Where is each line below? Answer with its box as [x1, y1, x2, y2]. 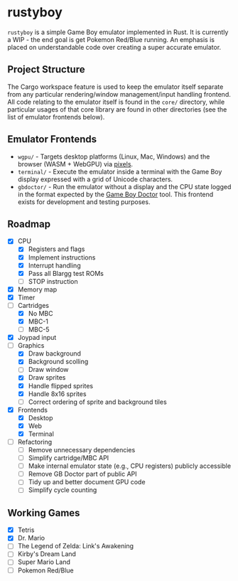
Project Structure [7, 63, 85, 75]
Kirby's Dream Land [17, 550, 77, 558]
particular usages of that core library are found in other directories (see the [7, 105, 227, 114]
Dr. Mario [17, 534, 45, 543]
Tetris [17, 526, 35, 534]
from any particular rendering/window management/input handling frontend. [7, 90, 231, 98]
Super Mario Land [17, 558, 71, 566]
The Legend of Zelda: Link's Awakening [17, 542, 134, 550]
